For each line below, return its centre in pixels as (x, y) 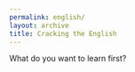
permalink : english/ (48, 17)
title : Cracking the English (63, 33)
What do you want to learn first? (68, 59)
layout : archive (39, 25)
